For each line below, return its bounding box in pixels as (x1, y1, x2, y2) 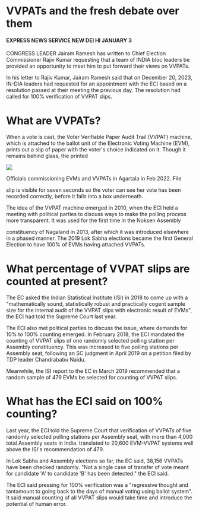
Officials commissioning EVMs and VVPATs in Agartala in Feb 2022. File (6, 175, 182, 182)
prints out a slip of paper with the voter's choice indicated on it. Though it (6, 146, 186, 153)
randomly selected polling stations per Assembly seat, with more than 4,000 (6, 433, 193, 441)
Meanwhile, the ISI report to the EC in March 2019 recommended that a (6, 368, 180, 375)
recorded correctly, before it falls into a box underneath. (6, 193, 144, 200)
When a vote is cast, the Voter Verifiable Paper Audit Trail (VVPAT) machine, (6, 134, 192, 141)
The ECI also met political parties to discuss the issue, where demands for (6, 325, 188, 332)
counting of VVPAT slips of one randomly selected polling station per (6, 337, 175, 344)
